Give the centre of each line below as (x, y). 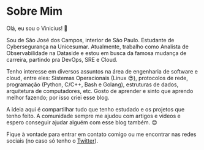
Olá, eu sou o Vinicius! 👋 (37, 28)
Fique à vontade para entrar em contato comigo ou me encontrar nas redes (101, 134)
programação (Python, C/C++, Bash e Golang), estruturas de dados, (93, 84)
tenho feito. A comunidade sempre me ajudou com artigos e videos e (93, 116)
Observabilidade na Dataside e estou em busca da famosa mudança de (96, 53)
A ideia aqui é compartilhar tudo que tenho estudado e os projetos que (96, 109)
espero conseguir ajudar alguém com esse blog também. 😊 (82, 122)
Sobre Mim (35, 11)
